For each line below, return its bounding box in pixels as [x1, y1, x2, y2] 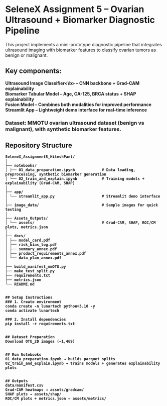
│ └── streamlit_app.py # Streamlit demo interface [5, 194, 160, 199]
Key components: [5, 67, 62, 75]
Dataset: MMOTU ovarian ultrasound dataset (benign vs [5, 119, 144, 126]
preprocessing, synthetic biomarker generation [5, 172, 107, 177]
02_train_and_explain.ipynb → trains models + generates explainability [5, 361, 160, 366]
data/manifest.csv [5, 383, 44, 388]
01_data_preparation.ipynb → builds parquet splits [5, 357, 115, 362]
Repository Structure [5, 141, 73, 150]
